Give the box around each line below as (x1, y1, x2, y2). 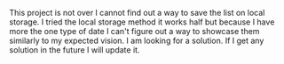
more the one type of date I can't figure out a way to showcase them (9, 26, 260, 36)
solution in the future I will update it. (9, 45, 140, 55)
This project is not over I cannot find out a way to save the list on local (9, 8, 265, 18)
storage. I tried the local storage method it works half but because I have (9, 17, 275, 27)
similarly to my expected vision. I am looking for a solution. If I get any (9, 35, 264, 46)
